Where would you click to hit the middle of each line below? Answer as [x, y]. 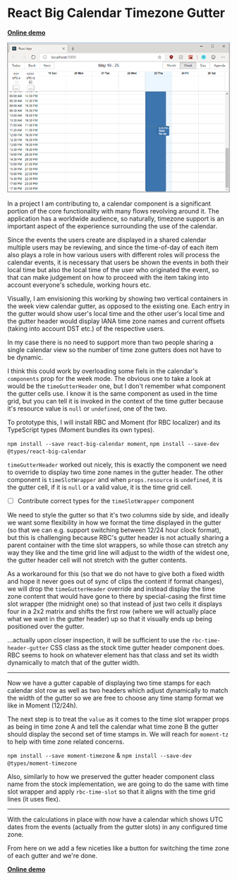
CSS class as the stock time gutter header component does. [138, 647]
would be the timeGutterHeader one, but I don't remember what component [116, 386]
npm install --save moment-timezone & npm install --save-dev [99, 756]
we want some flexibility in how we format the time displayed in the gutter [114, 523]
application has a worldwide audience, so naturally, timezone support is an [116, 219]
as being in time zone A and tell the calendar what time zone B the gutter [113, 727]
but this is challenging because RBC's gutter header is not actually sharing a [118, 538]
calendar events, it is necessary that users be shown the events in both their [118, 262]
